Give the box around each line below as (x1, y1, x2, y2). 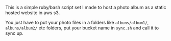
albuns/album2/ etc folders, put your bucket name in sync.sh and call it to (5, 25, 159, 31)
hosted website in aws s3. (5, 10, 60, 16)
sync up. (5, 30, 24, 36)
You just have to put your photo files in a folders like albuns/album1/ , (5, 20, 149, 25)
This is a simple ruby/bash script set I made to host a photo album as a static (5, 5, 166, 10)
